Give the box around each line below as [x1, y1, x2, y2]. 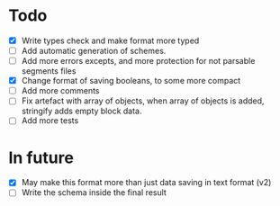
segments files [21, 66, 77, 76]
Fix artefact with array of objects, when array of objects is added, [21, 95, 265, 106]
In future [8, 148, 74, 167]
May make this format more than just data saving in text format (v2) [21, 177, 272, 188]
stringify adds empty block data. [21, 105, 142, 117]
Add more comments [21, 85, 100, 96]
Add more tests [21, 115, 79, 126]
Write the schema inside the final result [21, 187, 167, 198]
